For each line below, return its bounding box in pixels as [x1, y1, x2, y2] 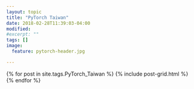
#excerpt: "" [6, 31, 39, 38]
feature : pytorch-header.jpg [11, 48, 85, 54]
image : [6, 43, 23, 49]
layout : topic [6, 8, 42, 15]
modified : [6, 25, 31, 32]
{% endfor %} [6, 76, 41, 84]
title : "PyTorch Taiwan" [6, 15, 69, 21]
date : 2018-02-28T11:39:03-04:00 [6, 20, 91, 26]
